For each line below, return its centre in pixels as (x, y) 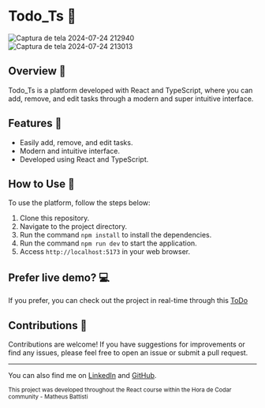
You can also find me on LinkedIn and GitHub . (82, 375)
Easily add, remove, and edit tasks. (76, 142)
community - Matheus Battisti (48, 397)
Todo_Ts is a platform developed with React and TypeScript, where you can (131, 90)
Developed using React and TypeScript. (84, 159)
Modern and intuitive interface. (70, 151)
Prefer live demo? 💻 (59, 277)
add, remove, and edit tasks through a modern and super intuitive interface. (131, 99)
